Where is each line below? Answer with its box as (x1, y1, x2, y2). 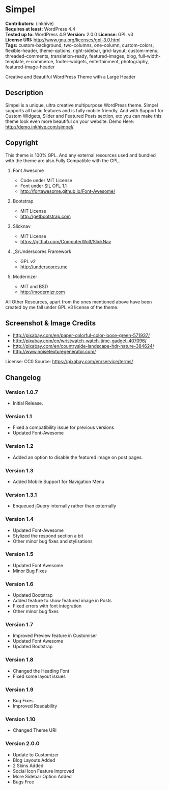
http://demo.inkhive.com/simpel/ (5, 123, 74, 130)
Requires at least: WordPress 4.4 (5, 26, 75, 32)
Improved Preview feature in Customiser (12, 632, 97, 639)
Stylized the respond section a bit (12, 532, 83, 539)
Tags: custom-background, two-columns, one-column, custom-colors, (5, 42, 154, 48)
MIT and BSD (20, 283, 48, 289)
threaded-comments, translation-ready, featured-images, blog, (5, 53, 137, 59)
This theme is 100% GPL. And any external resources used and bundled (5, 152, 156, 158)
